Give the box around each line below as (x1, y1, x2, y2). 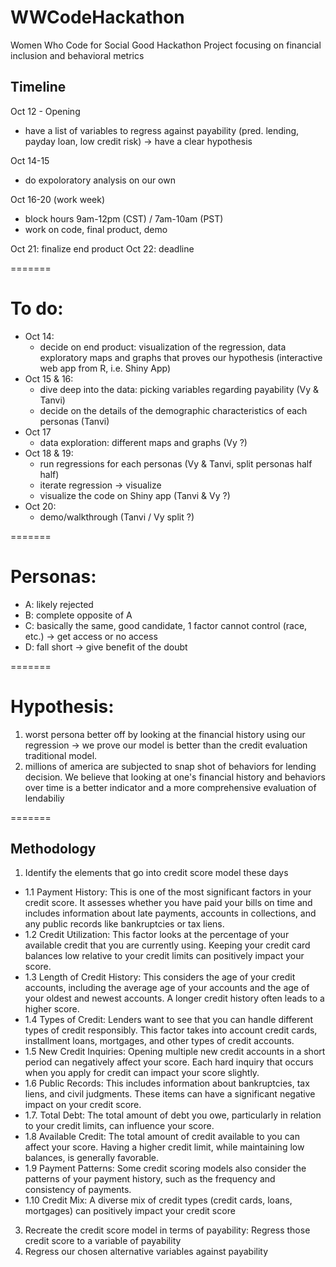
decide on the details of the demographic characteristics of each (39, 404, 308, 416)
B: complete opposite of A (24, 609, 133, 621)
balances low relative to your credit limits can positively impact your (24, 950, 305, 962)
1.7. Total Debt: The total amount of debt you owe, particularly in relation (24, 1109, 322, 1121)
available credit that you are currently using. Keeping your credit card (24, 939, 311, 951)
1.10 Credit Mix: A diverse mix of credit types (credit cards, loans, (24, 1194, 293, 1206)
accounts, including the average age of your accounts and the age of (24, 982, 310, 994)
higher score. (24, 1003, 80, 1015)
